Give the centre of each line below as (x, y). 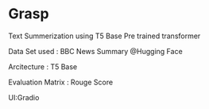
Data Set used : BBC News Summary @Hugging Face (95, 51)
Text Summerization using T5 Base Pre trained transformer (104, 36)
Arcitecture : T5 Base (43, 66)
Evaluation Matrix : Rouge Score (61, 82)
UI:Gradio (24, 97)
